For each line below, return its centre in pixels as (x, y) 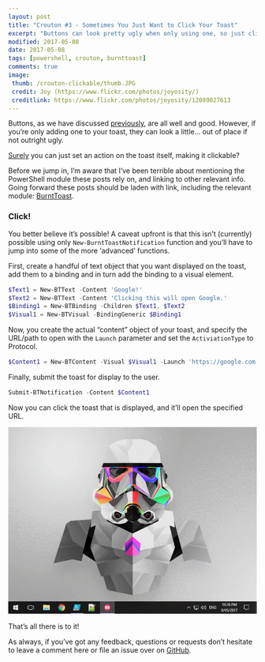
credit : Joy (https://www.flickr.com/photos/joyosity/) (105, 92)
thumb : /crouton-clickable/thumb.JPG (73, 83)
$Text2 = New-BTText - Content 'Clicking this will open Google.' (118, 298)
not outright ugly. (36, 140)
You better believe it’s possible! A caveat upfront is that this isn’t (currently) (130, 234)
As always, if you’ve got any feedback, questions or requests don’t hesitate (131, 641)
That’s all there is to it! (44, 626)
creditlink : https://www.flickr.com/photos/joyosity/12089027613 (121, 100)
